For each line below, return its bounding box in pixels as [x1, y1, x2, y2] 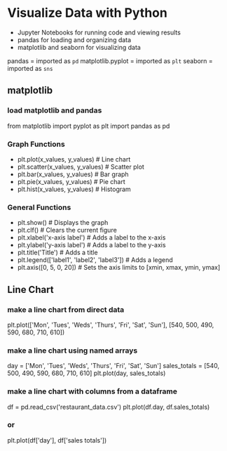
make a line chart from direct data [7, 304, 125, 314]
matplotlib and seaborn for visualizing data [17, 43, 142, 51]
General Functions [7, 202, 71, 212]
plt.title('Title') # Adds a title [17, 248, 98, 257]
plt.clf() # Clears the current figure [17, 226, 117, 235]
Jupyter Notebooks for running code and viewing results [17, 28, 181, 37]
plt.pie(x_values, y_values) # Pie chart [17, 177, 125, 185]
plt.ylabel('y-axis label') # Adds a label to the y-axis [17, 241, 166, 249]
